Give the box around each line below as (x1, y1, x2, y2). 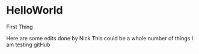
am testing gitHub (6, 41, 51, 48)
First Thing (6, 23, 33, 30)
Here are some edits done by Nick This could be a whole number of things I (6, 34, 194, 42)
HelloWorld (6, 4, 63, 17)
